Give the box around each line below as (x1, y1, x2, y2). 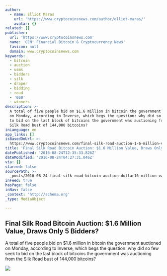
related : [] (5, 26, 30, 31)
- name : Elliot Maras (9, 12, 55, 17)
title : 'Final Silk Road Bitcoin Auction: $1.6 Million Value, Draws (5, 146, 153, 151)
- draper (9, 81, 28, 86)
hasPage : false (5, 183, 37, 188)
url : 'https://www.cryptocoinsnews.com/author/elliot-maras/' (14, 16, 146, 21)
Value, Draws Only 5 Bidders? (5, 227, 99, 235)
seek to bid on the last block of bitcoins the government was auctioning (5, 251, 152, 257)
